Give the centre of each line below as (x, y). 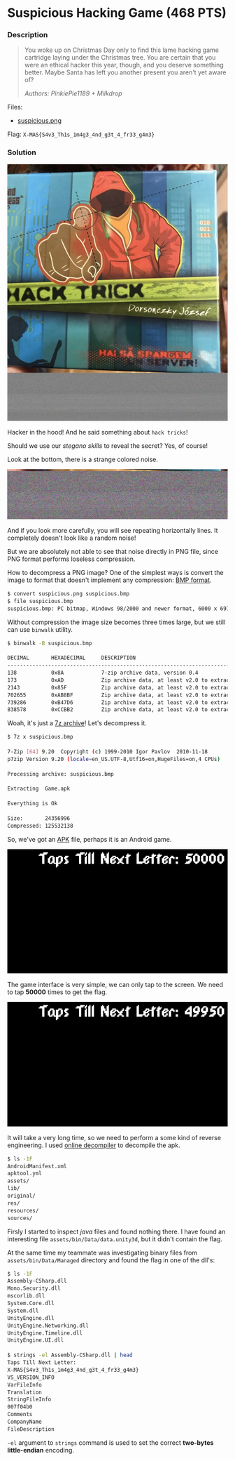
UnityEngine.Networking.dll (48, 1326)
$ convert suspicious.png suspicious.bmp (69, 594)
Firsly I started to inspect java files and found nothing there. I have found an (116, 1231)
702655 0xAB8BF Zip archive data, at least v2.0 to (108, 695)
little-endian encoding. (41, 1450)
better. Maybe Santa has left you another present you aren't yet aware (125, 72)
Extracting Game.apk (39, 789)
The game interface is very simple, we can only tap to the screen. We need (115, 985)
